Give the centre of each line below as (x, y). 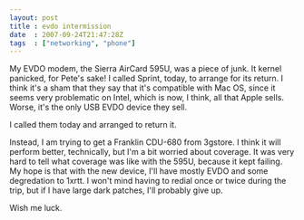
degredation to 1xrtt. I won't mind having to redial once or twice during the (148, 181)
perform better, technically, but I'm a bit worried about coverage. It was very (152, 152)
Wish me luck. (36, 208)
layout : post (34, 18)
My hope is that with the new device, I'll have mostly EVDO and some (139, 171)
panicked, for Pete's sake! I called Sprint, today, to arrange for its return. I (147, 79)
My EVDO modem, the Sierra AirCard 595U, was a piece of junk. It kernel (146, 69)
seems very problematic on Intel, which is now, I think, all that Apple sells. (147, 98)
